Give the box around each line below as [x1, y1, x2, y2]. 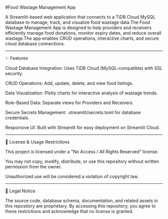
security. [5, 70, 23, 76]
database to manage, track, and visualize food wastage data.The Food [5, 20, 150, 25]
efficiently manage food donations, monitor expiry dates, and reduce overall [5, 30, 161, 36]
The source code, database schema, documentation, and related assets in [5, 198, 158, 203]
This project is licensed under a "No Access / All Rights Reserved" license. [5, 149, 159, 155]
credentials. [5, 115, 29, 121]
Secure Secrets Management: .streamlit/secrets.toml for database [5, 110, 141, 115]
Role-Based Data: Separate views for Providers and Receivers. [5, 100, 134, 105]
